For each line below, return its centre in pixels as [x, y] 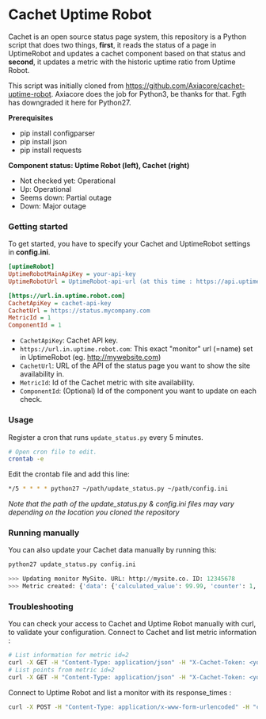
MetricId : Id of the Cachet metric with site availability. [107, 383]
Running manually [44, 533]
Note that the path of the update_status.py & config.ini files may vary [122, 504]
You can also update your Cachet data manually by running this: [112, 550]
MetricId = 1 [30, 318]
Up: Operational [46, 189]
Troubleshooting [41, 606]
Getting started [38, 226]
